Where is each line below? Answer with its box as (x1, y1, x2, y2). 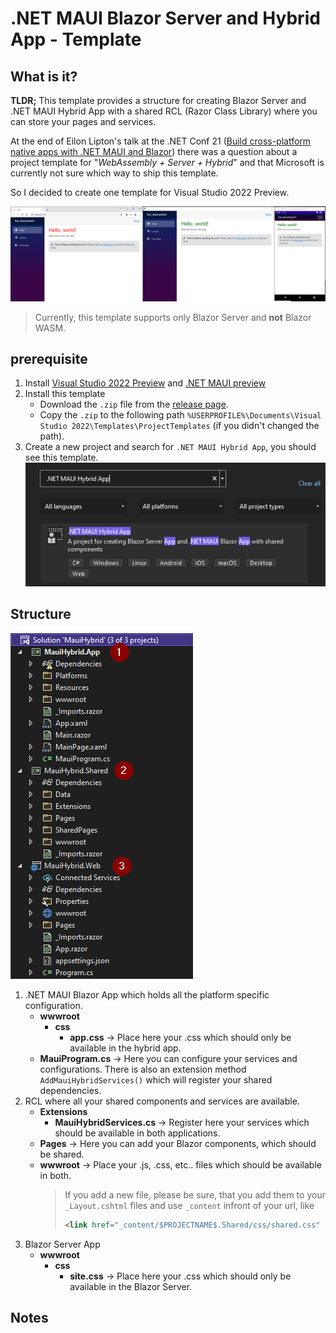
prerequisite (10, 350, 88, 367)
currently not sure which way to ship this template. (10, 167, 219, 179)
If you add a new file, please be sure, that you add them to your (64, 1188, 326, 1201)
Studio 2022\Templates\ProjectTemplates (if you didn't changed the (39, 420, 320, 432)
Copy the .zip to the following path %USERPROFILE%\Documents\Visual (39, 409, 322, 421)
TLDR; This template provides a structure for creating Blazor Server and (10, 95, 307, 106)
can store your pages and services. (10, 116, 157, 127)
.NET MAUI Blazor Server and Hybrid (10, 7, 321, 30)
